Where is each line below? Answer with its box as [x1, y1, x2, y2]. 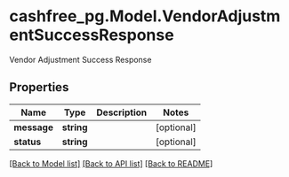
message [13, 121, 53, 134]
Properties [9, 80, 69, 95]
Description [96, 106, 148, 119]
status [13, 135, 42, 148]
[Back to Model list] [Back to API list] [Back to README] [9, 158, 213, 169]
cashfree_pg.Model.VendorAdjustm [9, 6, 281, 27]
